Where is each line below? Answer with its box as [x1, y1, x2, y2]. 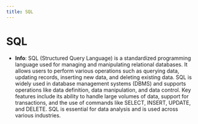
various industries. [14, 111, 61, 119]
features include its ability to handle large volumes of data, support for [14, 92, 189, 99]
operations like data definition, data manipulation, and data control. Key [14, 86, 191, 93]
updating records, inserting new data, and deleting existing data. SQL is [14, 73, 192, 81]
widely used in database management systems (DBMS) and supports [14, 80, 186, 87]
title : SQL [6, 8, 34, 15]
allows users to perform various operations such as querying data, [14, 67, 179, 74]
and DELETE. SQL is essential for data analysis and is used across [14, 105, 178, 113]
